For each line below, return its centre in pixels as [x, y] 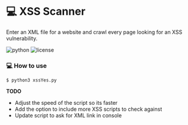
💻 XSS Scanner [46, 12]
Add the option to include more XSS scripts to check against [88, 109]
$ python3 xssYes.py [32, 80]
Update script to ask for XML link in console [68, 115]
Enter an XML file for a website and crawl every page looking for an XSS [94, 32]
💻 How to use [27, 65]
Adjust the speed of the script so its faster [66, 103]
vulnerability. [22, 38]
